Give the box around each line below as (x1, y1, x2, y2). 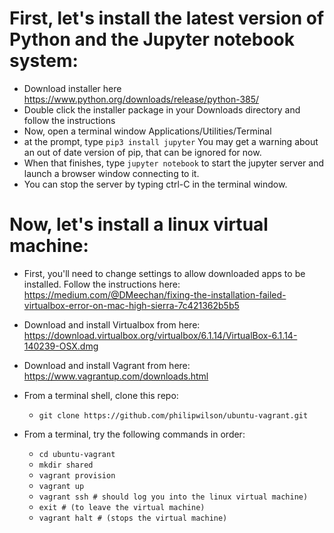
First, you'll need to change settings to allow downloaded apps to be (23, 267, 306, 279)
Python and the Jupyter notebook (9, 28, 295, 51)
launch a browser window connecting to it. (23, 167, 200, 179)
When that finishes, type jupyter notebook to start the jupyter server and (23, 157, 324, 169)
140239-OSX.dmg (23, 340, 99, 352)
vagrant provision (38, 470, 116, 481)
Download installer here (23, 82, 122, 94)
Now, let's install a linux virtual (9, 213, 269, 236)
